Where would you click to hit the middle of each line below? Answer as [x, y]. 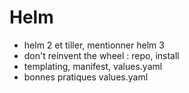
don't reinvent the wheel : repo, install [101, 55]
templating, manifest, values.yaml [93, 66]
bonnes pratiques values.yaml [86, 77]
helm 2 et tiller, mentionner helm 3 [94, 45]
